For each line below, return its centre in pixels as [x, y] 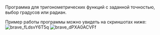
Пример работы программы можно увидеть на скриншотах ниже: [76, 22]
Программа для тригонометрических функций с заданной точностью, [80, 7]
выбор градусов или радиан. [36, 12]
